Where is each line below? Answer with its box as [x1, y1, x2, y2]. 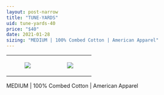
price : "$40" [6, 26, 39, 32]
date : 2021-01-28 [6, 32, 50, 38]
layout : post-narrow [6, 9, 59, 15]
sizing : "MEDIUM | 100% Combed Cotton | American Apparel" [6, 37, 159, 43]
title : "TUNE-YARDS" [6, 15, 59, 21]
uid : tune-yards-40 [6, 20, 56, 26]
